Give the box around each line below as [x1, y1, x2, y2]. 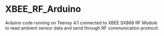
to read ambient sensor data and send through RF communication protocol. [5, 25, 159, 31]
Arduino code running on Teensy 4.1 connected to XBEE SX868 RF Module [5, 20, 158, 26]
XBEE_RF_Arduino [5, 3, 81, 15]
